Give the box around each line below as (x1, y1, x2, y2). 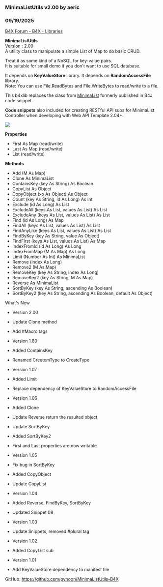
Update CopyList (12, 481, 47, 487)
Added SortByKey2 (12, 433, 51, 439)
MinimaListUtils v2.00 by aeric (5, 4, 80, 11)
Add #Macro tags (12, 328, 48, 334)
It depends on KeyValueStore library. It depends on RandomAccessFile (5, 73, 151, 79)
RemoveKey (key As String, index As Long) (12, 269, 99, 275)
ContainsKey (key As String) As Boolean (12, 181, 93, 187)
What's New (5, 300, 30, 306)
